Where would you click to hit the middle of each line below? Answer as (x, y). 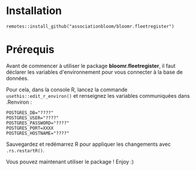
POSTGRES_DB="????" (30, 112)
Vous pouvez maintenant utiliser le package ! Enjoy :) (70, 162)
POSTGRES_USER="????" (33, 118)
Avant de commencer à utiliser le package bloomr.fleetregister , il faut (91, 66)
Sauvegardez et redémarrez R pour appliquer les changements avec (89, 144)
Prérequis (30, 49)
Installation (34, 11)
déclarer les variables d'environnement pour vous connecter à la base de (94, 72)
